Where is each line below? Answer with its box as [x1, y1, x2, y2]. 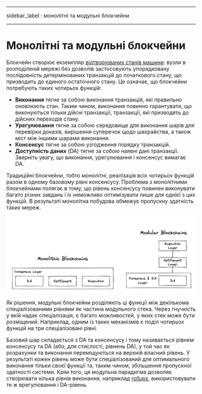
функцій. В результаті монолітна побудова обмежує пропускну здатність [6, 197, 194, 205]
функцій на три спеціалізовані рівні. [6, 324, 98, 332]
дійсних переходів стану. [14, 115, 80, 122]
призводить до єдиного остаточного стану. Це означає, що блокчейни [6, 78, 188, 85]
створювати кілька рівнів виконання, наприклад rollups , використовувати [6, 375, 196, 382]
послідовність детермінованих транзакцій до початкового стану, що [6, 71, 182, 78]
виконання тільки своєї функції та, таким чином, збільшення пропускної [6, 361, 192, 369]
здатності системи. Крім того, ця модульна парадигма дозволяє [6, 368, 173, 375]
